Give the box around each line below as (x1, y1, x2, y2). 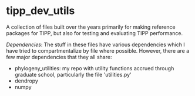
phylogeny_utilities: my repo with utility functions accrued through (14, 64, 174, 71)
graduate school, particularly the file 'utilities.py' (14, 71, 132, 78)
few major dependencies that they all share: (6, 53, 112, 60)
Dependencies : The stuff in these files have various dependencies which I (6, 41, 185, 48)
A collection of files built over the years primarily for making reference (6, 23, 176, 30)
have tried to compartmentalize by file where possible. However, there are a (6, 47, 190, 54)
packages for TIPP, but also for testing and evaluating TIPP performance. (6, 29, 183, 36)
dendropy (14, 77, 38, 84)
